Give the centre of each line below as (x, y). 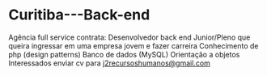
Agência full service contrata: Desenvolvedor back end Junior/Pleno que (129, 37)
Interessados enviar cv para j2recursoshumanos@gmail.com (109, 63)
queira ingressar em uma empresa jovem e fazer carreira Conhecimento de (133, 45)
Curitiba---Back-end (79, 15)
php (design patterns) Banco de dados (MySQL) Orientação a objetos (124, 54)
